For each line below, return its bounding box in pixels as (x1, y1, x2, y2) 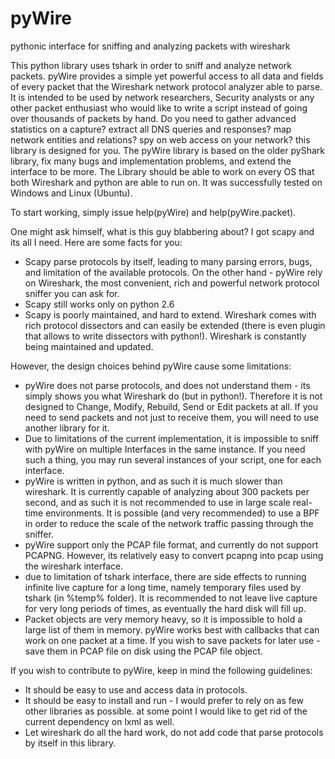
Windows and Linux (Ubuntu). (10, 187, 133, 199)
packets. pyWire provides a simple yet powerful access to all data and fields (10, 70, 324, 82)
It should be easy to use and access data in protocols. (24, 683, 248, 696)
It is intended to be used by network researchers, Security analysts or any (10, 91, 315, 103)
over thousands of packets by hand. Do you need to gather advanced (10, 112, 297, 124)
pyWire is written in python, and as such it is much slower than (24, 475, 283, 487)
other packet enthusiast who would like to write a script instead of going (10, 102, 308, 114)
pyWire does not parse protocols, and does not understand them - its (24, 379, 311, 391)
